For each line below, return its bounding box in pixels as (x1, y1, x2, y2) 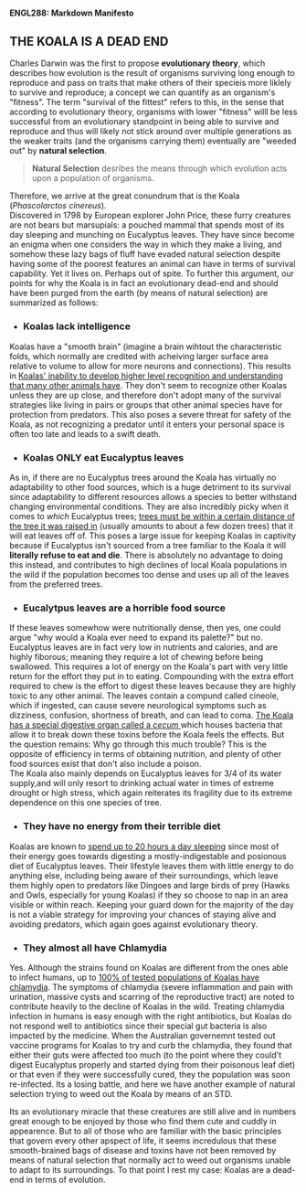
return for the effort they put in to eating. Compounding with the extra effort (9, 671, 294, 682)
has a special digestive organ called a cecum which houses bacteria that (9, 719, 283, 730)
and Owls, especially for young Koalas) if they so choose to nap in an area (9, 889, 289, 900)
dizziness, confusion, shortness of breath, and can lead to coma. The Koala (9, 709, 294, 721)
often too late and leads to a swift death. (9, 428, 162, 439)
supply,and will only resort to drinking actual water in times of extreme (9, 778, 274, 789)
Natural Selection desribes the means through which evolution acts (31, 163, 288, 174)
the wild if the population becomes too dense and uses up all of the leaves (9, 569, 290, 580)
